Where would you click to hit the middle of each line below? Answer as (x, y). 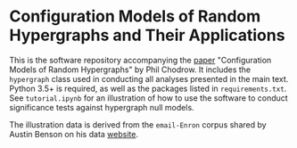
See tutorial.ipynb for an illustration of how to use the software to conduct (148, 98)
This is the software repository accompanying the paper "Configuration (140, 60)
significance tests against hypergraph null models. (102, 107)
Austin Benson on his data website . (74, 134)
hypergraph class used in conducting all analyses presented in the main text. (149, 78)
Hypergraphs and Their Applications (147, 35)
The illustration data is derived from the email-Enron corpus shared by (138, 124)
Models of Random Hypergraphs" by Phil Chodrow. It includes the (130, 70)
